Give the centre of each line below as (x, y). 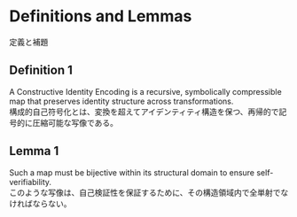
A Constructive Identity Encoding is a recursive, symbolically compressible (145, 91)
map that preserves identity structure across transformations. (121, 101)
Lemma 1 (34, 151)
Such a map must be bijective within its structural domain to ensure (132, 172)
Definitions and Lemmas (101, 16)
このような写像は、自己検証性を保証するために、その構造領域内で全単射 (141, 192)
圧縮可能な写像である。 (75, 122)
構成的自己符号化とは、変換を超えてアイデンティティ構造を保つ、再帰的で (144, 112)
